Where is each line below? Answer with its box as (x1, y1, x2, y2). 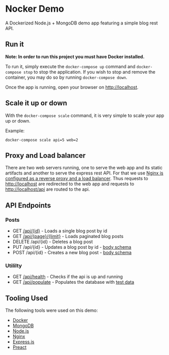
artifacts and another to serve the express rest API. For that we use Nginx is (5, 170, 163, 176)
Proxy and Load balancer (5, 151, 86, 160)
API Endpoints (5, 201, 51, 210)
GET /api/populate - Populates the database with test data (12, 279, 134, 285)
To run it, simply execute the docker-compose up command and (5, 63, 136, 69)
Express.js (12, 339, 35, 345)
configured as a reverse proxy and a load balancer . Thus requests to (5, 175, 148, 182)
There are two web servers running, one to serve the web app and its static (5, 165, 163, 171)
